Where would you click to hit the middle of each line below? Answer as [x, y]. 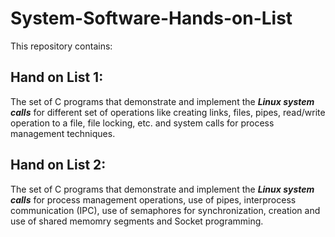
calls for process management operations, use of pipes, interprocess [153, 199]
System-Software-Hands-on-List [151, 18]
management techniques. [63, 133]
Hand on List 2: [58, 165]
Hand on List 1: [57, 77]
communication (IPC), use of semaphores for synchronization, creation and [165, 210]
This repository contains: [61, 46]
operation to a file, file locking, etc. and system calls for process [142, 123]
